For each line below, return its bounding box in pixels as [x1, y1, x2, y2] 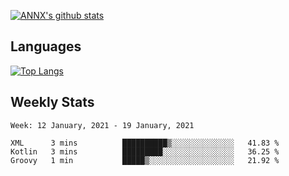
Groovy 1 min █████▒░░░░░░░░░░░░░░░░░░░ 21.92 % [10, 155, 280, 165]
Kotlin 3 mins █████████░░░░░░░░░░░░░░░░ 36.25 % [10, 146, 280, 157]
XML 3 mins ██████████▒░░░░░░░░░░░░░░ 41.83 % [10, 138, 280, 148]
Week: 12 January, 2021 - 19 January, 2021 [10, 120, 195, 130]
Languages [10, 38, 82, 55]
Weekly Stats [10, 94, 95, 111]
